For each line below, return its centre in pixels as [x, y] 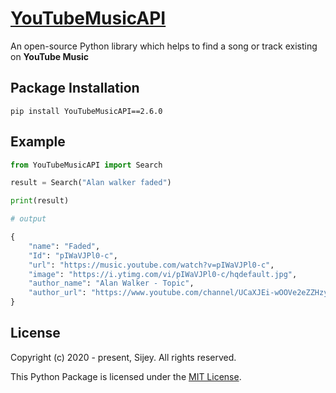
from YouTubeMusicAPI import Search [86, 165]
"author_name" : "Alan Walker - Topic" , [111, 283]
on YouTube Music [50, 56]
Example [38, 142]
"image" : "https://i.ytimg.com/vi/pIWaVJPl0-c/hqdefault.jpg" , [163, 274]
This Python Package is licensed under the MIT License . [126, 376]
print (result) [40, 201]
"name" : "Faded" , [64, 246]
